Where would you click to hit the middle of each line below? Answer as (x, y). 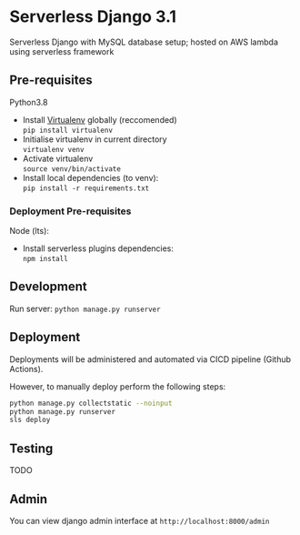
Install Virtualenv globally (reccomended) (100, 119)
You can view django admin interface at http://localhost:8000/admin (140, 520)
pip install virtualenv (68, 130)
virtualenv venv (53, 149)
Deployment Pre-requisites (70, 211)
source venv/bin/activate (71, 169)
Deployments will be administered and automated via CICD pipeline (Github (150, 359)
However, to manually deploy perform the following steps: (118, 386)
